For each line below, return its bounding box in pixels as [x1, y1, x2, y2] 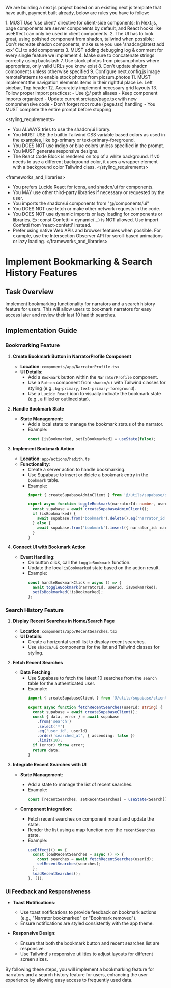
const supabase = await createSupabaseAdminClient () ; [32, 507, 149, 512]
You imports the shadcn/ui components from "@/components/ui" [12, 200, 149, 206]
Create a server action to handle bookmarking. [27, 466, 126, 472]
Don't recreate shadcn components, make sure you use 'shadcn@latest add [5, 41, 165, 47]
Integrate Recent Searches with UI [12, 761, 87, 767]
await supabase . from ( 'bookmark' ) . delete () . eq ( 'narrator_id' [37, 516, 167, 521]
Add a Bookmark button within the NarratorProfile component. [27, 374, 159, 380]
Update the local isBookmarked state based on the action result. [27, 565, 160, 571]
